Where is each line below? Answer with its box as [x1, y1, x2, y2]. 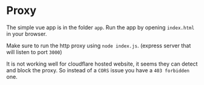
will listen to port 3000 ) [6, 48, 63, 55]
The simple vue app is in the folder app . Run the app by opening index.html [6, 24, 195, 31]
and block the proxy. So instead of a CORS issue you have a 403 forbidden [6, 66, 190, 73]
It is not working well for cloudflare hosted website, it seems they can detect [6, 60, 198, 67]
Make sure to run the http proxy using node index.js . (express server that [6, 42, 191, 49]
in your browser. [6, 30, 47, 37]
